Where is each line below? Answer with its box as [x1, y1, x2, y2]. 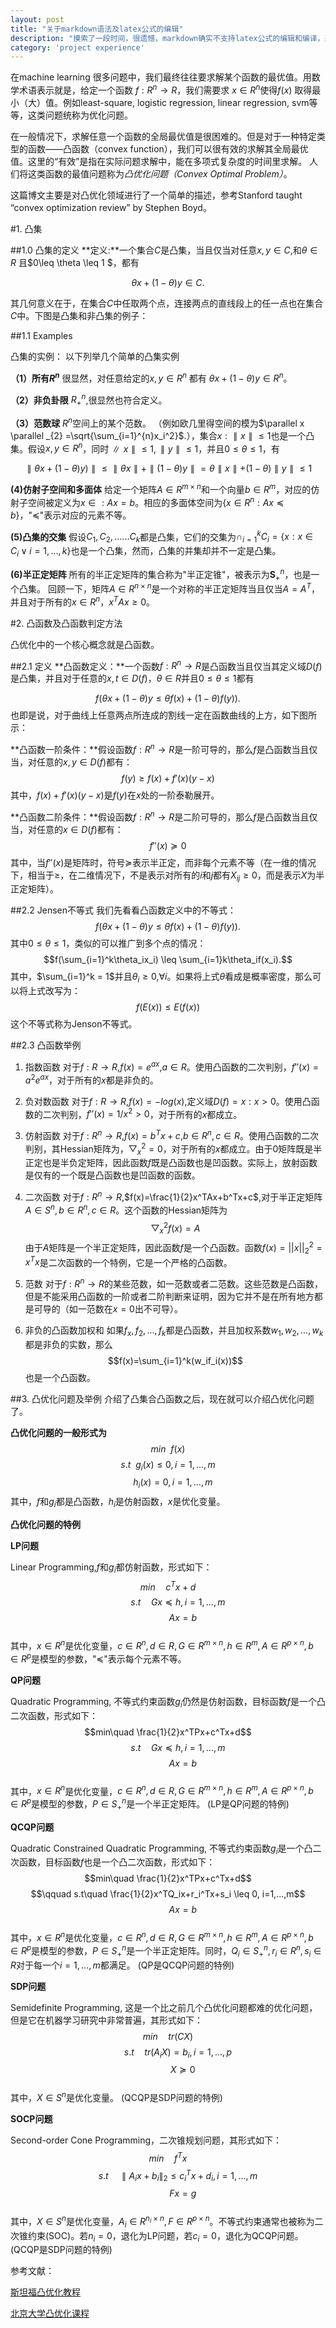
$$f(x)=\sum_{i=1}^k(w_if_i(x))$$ [107, 1354, 243, 1366]
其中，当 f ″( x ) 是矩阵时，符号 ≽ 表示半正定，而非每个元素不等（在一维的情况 [10, 856, 317, 868]
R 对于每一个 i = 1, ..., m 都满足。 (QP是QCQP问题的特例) [10, 1959, 235, 1971]
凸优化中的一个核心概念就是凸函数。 [10, 638, 160, 650]
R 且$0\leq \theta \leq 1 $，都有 [10, 256, 140, 268]
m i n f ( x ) [150, 1442, 186, 1455]
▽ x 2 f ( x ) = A [150, 1220, 201, 1236]
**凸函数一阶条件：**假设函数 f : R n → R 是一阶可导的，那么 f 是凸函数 [10, 742, 292, 755]
